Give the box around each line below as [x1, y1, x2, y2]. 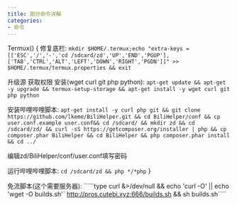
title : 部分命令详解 [7, 10, 62, 18]
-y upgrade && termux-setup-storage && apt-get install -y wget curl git [7, 86, 231, 93]
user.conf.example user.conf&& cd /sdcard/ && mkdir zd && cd [7, 120, 195, 127]
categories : [7, 17, 43, 24]
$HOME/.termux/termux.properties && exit [7, 65, 132, 72]
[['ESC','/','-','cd [7, 52, 69, 59]
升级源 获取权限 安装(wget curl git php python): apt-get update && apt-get [7, 78, 226, 86]
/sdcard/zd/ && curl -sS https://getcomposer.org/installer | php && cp [7, 126, 227, 133]
